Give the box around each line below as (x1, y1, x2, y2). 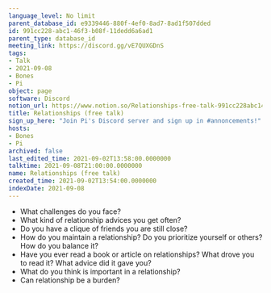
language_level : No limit (8, 11, 95, 20)
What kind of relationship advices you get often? (19, 215, 181, 224)
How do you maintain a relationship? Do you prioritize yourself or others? (19, 232, 263, 242)
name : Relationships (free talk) (8, 170, 121, 178)
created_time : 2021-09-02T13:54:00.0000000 (8, 177, 157, 186)
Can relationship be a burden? (19, 275, 121, 285)
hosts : (8, 124, 31, 132)
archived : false (8, 147, 63, 155)
